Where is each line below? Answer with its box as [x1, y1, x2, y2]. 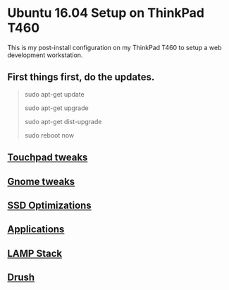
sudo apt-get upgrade [24, 104, 89, 112]
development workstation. [7, 51, 83, 59]
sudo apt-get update [24, 90, 85, 98]
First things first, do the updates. [7, 71, 155, 83]
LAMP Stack [7, 247, 62, 259]
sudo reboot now [24, 131, 75, 139]
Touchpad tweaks [7, 152, 88, 164]
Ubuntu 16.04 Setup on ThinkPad [7, 5, 205, 21]
